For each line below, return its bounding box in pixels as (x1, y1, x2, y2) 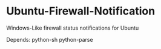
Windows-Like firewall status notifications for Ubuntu (6, 24, 139, 31)
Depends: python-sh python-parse (6, 36, 93, 43)
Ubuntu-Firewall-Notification (6, 4, 156, 18)
